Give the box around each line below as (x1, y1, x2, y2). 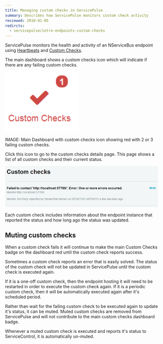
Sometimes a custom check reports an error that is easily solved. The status (5, 258, 158, 264)
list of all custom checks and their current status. (5, 156, 103, 162)
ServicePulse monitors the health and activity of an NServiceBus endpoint (5, 42, 153, 48)
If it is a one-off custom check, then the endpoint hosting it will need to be (5, 278, 153, 284)
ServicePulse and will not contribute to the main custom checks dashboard (5, 313, 155, 319)
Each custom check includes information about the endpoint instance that (5, 212, 153, 218)
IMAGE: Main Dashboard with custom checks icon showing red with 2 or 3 (5, 137, 153, 143)
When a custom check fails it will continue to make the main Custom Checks (5, 244, 158, 250)
